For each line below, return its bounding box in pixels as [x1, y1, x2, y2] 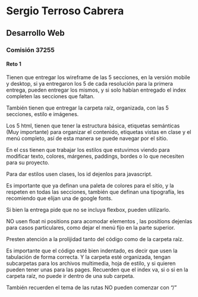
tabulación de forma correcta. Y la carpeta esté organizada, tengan [6, 253, 171, 260]
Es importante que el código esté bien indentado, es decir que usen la [6, 247, 178, 254]
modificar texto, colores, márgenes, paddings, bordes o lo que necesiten [6, 152, 184, 160]
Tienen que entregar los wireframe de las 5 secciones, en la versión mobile [6, 73, 190, 81]
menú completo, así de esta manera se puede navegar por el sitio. [6, 135, 168, 142]
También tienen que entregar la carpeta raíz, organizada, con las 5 [6, 104, 169, 111]
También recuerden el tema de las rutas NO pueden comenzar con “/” [6, 284, 177, 291]
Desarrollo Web [6, 28, 65, 38]
